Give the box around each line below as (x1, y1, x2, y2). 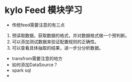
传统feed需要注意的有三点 (11, 22, 65, 28)
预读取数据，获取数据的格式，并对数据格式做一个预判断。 (11, 32, 130, 38)
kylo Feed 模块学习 (4, 4, 83, 16)
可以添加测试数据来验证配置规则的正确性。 (11, 38, 99, 45)
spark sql (11, 67, 31, 73)
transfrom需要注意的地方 (11, 55, 63, 61)
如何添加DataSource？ (11, 62, 58, 68)
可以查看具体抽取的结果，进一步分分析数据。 (11, 45, 104, 51)
